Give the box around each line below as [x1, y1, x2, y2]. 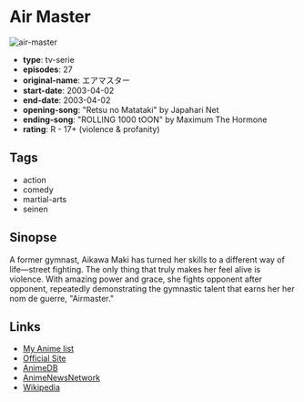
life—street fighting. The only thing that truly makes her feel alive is [9, 263, 261, 274]
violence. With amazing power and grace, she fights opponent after [9, 273, 262, 284]
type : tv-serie [22, 54, 75, 65]
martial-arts [22, 193, 67, 204]
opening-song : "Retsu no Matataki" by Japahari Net [22, 104, 220, 115]
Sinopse [9, 230, 57, 245]
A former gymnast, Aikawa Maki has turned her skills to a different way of [9, 253, 285, 265]
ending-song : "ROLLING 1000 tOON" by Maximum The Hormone [22, 114, 268, 125]
